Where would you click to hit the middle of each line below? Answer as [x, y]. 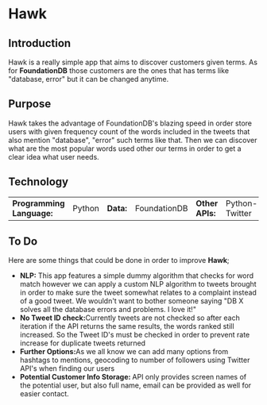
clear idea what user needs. [54, 156]
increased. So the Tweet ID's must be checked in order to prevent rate [135, 335]
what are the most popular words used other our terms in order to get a [125, 148]
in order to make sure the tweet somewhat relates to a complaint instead [138, 293]
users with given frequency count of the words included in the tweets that [129, 131]
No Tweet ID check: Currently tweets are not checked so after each [130, 318]
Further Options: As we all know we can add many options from [124, 352]
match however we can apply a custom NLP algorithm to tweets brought [138, 284]
